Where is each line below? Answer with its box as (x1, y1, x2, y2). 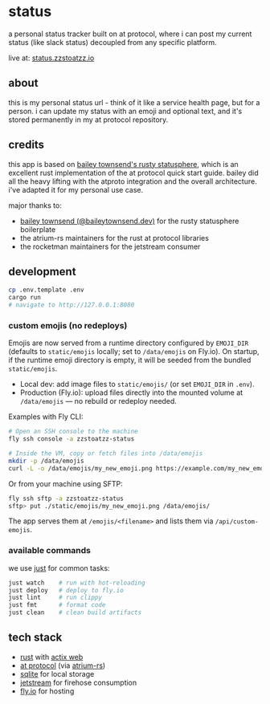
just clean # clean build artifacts (8, 608, 142, 617)
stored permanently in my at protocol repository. (8, 115, 169, 124)
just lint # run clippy (8, 593, 103, 602)
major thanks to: (8, 200, 62, 210)
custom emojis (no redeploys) (8, 319, 128, 331)
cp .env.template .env (8, 286, 84, 295)
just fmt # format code (8, 601, 106, 609)
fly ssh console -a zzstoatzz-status (8, 435, 135, 443)
